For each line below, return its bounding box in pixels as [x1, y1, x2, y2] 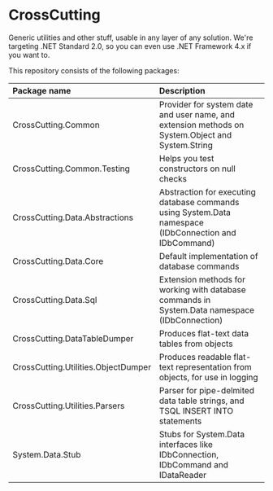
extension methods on [158, 119, 245, 130]
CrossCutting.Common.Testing [12, 163, 130, 174]
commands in [158, 294, 211, 305]
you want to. [8, 50, 50, 59]
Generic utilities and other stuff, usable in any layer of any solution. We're [8, 33, 253, 42]
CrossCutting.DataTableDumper [12, 332, 134, 344]
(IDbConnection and [158, 226, 236, 238]
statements [158, 415, 202, 427]
